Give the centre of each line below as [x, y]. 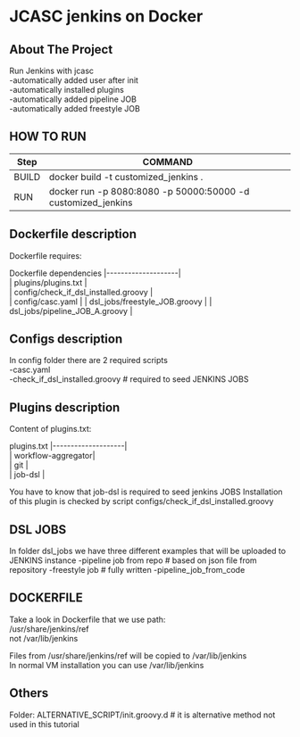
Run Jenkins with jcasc [52, 70]
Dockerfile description [73, 234]
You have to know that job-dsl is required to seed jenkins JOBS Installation [146, 492]
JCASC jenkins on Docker [106, 17]
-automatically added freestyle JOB [75, 108]
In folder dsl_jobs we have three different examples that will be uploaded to [148, 551]
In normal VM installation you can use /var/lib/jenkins [107, 665]
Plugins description [65, 407]
